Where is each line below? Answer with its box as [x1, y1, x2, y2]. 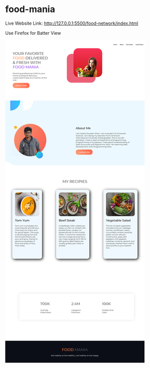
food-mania [5, 4, 55, 15]
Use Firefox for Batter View [5, 30, 61, 36]
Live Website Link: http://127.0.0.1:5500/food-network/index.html [5, 20, 138, 26]
